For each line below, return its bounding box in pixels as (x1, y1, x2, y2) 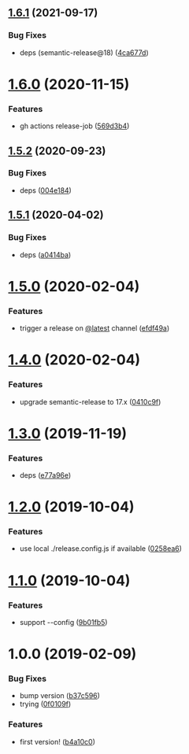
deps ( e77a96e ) (19, 471, 72, 479)
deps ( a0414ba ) (19, 249, 72, 259)
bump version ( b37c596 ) (19, 691, 101, 700)
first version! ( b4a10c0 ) (19, 737, 96, 746)
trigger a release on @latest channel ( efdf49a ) (19, 323, 170, 333)
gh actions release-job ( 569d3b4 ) (19, 121, 130, 131)
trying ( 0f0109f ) (19, 700, 72, 709)
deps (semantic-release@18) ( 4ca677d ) (19, 47, 150, 57)
